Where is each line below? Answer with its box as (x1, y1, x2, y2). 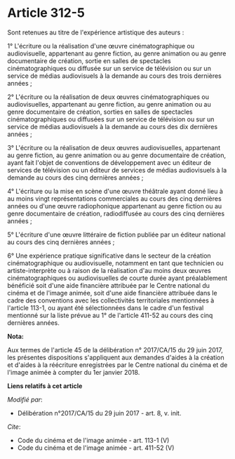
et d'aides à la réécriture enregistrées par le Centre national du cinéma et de (7, 360, 228, 369)
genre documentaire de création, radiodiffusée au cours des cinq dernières (7, 209, 225, 218)
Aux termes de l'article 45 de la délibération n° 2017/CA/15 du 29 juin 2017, (7, 345, 223, 354)
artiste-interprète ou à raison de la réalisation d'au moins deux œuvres (7, 266, 212, 274)
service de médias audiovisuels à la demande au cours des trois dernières (7, 72, 222, 80)
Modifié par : (7, 395, 43, 404)
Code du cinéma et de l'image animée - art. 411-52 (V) (17, 444, 175, 452)
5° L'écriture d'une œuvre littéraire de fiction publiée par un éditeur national (7, 230, 226, 239)
